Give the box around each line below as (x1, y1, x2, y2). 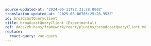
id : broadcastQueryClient (5, 16, 57, 21)
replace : (5, 29, 23, 34)
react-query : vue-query (9, 34, 57, 39)
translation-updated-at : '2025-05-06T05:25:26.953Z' (5, 11, 114, 16)
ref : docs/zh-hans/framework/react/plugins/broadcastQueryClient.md (5, 25, 147, 30)
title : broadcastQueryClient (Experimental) (5, 20, 97, 25)
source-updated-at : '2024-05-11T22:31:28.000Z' (5, 7, 103, 12)
